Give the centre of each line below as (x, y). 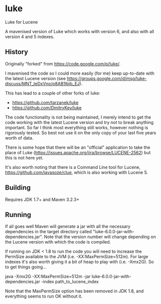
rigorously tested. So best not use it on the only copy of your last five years (80, 133)
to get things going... (26, 267)
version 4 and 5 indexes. (30, 37)
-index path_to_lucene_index (70, 282)
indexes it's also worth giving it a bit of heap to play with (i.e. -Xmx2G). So (80, 262)
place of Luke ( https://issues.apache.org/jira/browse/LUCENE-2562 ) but (78, 152)
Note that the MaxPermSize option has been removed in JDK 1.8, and (74, 291)
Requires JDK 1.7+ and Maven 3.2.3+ (42, 199)
